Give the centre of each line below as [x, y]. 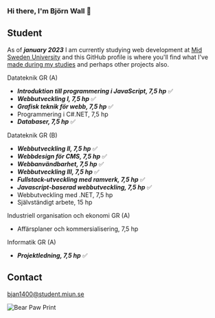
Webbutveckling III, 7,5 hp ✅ [58, 172]
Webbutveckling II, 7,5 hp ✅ [57, 148]
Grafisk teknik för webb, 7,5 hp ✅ [65, 106]
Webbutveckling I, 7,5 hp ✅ [56, 98]
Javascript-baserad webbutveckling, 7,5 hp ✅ [84, 187]
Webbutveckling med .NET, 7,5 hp [65, 194]
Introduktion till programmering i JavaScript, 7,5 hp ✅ [95, 91]
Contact [25, 277]
